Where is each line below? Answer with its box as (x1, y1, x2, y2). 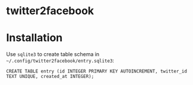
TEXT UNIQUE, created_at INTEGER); (6, 74, 94, 80)
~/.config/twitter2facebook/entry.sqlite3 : (6, 57, 115, 64)
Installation (6, 31, 63, 45)
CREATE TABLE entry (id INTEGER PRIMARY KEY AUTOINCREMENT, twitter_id (6, 68, 187, 74)
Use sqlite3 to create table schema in (6, 51, 100, 58)
